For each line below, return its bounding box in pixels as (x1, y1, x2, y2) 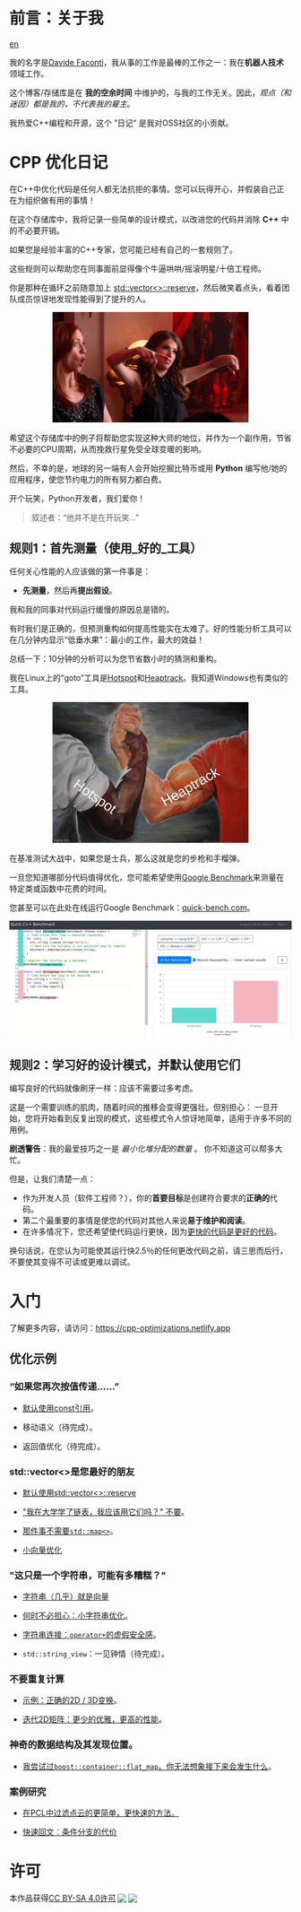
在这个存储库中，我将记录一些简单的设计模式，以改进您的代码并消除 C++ (9, 213, 279, 224)
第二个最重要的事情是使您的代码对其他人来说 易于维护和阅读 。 (21, 1214, 251, 1225)
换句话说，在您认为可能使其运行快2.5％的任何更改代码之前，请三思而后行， (9, 1245, 288, 1256)
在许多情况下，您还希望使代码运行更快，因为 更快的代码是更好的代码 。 (21, 1226, 282, 1237)
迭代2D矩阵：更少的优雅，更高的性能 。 (21, 1714, 168, 1725)
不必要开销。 (16, 225, 64, 236)
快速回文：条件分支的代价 (21, 1827, 117, 1838)
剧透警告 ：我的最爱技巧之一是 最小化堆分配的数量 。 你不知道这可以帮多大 (9, 1143, 283, 1153)
